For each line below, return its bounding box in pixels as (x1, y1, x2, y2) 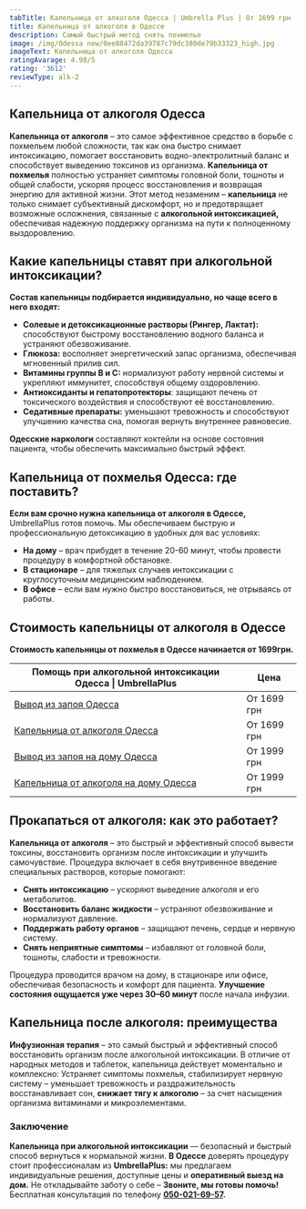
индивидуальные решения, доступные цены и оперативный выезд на (9, 1169, 284, 1180)
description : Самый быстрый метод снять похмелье (9, 30, 202, 39)
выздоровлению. (9, 227, 76, 238)
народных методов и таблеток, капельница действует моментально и (9, 1058, 282, 1070)
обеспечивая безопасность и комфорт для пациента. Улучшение (9, 979, 266, 990)
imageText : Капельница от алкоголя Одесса (9, 47, 173, 56)
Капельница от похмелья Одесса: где (9, 470, 237, 485)
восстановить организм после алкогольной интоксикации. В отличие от (9, 1049, 291, 1060)
